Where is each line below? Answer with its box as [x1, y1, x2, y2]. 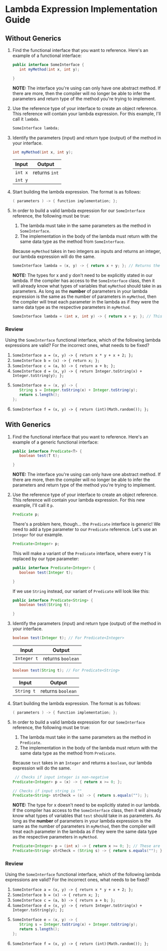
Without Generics [5, 34, 61, 42]
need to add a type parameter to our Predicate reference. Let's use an [12, 526, 157, 532]
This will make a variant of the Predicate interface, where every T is [12, 550, 151, 556]
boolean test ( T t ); [19, 453, 60, 458]
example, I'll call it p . [12, 502, 54, 508]
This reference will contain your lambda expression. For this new [12, 497, 146, 503]
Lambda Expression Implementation [5, 3, 158, 15]
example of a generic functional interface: [12, 439, 99, 445]
